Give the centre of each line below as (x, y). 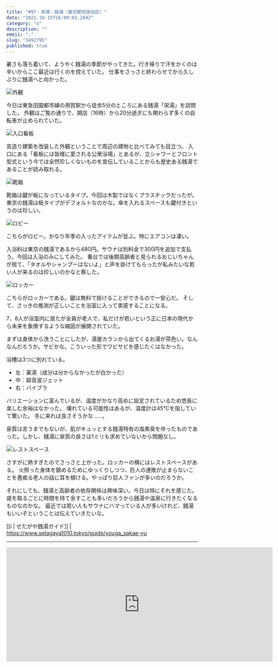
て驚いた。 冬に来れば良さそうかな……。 (57, 415)
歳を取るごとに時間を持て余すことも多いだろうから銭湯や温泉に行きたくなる (102, 498)
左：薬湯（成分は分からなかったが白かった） (71, 372)
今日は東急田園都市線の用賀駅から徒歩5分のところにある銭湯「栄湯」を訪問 (101, 105)
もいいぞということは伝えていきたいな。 (57, 513)
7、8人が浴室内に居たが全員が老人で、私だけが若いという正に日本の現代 (97, 318)
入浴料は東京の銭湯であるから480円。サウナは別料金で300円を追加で (94, 249)
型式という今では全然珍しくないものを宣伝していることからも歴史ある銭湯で (102, 161)
